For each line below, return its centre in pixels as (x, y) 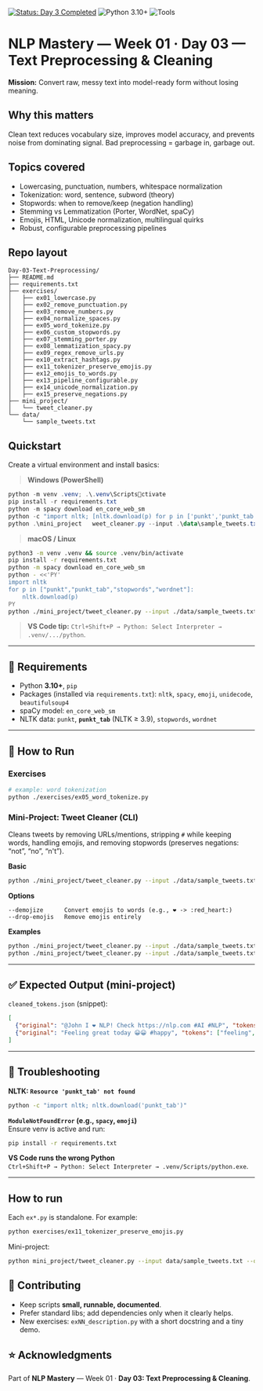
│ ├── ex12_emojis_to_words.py (63, 374)
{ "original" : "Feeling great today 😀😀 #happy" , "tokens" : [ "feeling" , (135, 1033)
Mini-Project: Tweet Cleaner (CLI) (73, 817)
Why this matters (51, 115)
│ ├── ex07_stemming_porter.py (63, 339)
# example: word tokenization (58, 789)
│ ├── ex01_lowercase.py (52, 298)
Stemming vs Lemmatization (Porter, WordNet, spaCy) (107, 211)
